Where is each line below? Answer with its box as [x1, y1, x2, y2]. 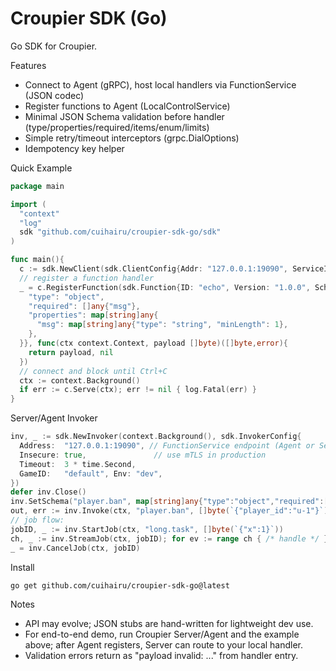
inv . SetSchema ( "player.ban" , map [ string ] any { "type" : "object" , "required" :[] [10, 497, 333, 507]
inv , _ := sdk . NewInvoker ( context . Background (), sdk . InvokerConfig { [10, 432, 302, 442]
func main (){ [10, 255, 65, 265]
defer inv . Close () [10, 487, 87, 497]
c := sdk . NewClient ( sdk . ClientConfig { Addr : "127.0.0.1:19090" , [19, 264, 288, 274]
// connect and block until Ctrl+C [19, 366, 168, 376]
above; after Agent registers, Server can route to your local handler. [24, 639, 304, 651]
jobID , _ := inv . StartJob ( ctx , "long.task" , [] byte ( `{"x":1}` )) [10, 524, 284, 534]
